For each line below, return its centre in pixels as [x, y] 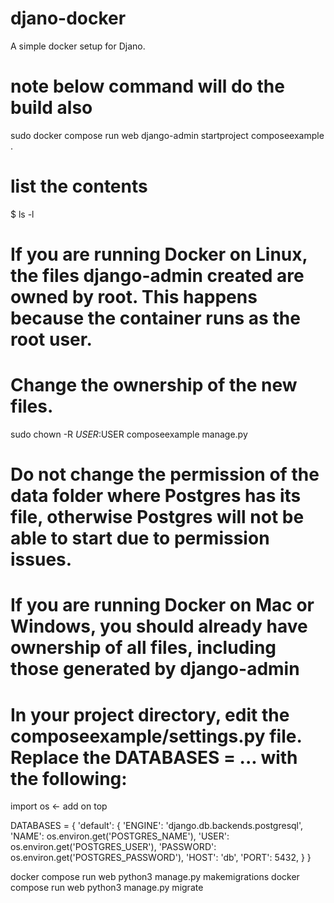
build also [51, 108]
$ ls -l [22, 214]
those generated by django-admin [155, 669]
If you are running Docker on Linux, [159, 254]
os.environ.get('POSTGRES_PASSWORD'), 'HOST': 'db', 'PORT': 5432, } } [161, 858]
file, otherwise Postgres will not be [157, 517]
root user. [51, 339]
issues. [41, 559]
